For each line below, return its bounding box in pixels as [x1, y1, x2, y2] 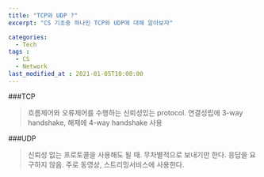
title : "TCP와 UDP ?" [8, 11, 78, 20]
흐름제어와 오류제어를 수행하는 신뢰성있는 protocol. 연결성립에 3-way [27, 107, 243, 117]
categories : [8, 33, 48, 41]
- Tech [15, 40, 37, 48]
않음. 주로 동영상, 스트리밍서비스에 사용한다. [48, 160, 185, 169]
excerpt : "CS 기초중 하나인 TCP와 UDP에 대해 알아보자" [8, 19, 174, 27]
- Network [15, 62, 48, 71]
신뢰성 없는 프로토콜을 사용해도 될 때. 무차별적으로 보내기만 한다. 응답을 [27, 149, 248, 159]
